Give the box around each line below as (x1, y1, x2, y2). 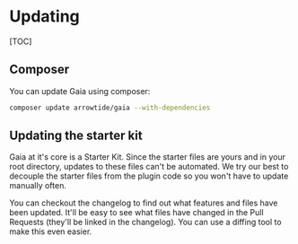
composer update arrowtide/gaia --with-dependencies (9, 103, 211, 112)
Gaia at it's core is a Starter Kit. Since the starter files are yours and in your (9, 152, 285, 162)
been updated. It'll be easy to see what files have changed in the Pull (9, 207, 264, 218)
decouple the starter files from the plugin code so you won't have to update (9, 170, 289, 181)
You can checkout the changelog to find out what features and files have (9, 197, 278, 208)
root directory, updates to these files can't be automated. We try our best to (9, 161, 289, 172)
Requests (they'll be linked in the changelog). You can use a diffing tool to (9, 217, 282, 228)
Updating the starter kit (9, 128, 143, 144)
